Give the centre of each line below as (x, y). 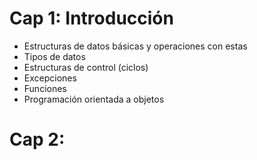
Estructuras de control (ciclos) (86, 67)
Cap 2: (37, 139)
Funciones (45, 88)
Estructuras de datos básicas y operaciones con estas (135, 46)
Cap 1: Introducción (91, 18)
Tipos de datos (54, 56)
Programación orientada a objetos (94, 99)
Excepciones (50, 78)
